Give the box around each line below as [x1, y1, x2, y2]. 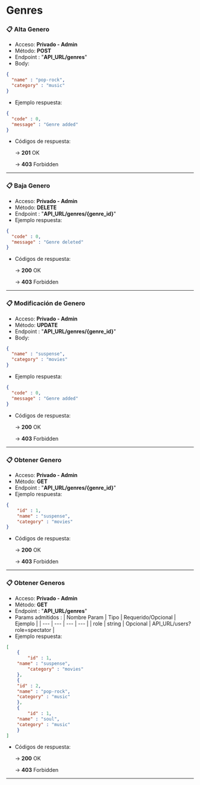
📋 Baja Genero [6, 182, 51, 190]
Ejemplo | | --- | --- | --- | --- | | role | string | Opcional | [14, 620, 151, 627]
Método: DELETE [14, 204, 57, 211]
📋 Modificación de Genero [6, 299, 85, 307]
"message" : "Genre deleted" [11, 239, 84, 245]
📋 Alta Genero [6, 25, 49, 33]
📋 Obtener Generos [6, 579, 65, 587]
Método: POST [14, 47, 52, 54]
